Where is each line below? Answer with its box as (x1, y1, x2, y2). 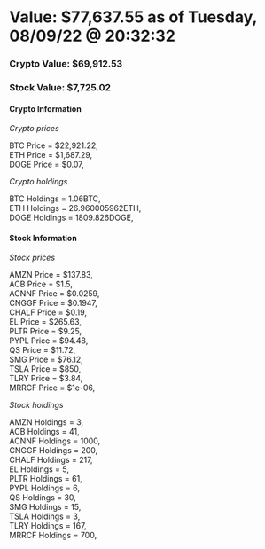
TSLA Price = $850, (9, 364, 82, 374)
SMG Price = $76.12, (9, 354, 84, 365)
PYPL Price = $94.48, (9, 335, 89, 346)
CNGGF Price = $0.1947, (9, 298, 97, 309)
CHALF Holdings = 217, (9, 455, 93, 466)
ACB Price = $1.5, (9, 278, 74, 290)
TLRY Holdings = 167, (9, 521, 87, 531)
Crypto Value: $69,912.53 (9, 58, 123, 70)
